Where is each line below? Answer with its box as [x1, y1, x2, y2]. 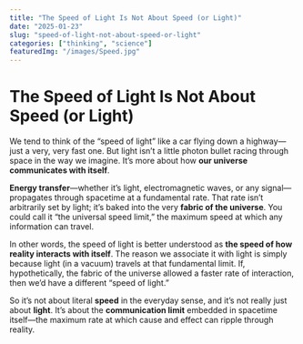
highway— [246, 136, 287, 147]
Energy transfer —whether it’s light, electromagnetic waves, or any [9, 183, 259, 194]
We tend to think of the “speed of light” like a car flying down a [9, 136, 245, 147]
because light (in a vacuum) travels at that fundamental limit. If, [9, 258, 246, 269]
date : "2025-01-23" [9, 22, 84, 31]
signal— [260, 183, 292, 194]
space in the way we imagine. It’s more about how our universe [9, 156, 248, 167]
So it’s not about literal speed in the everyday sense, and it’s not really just [9, 295, 288, 306]
